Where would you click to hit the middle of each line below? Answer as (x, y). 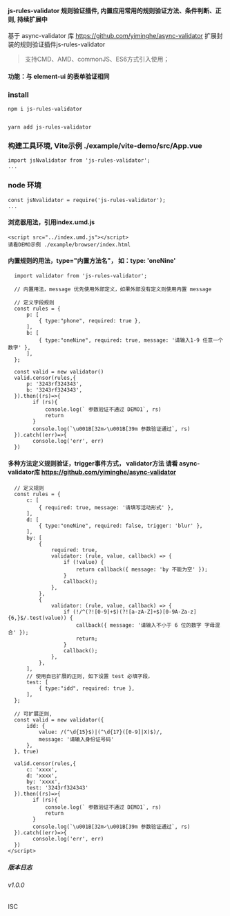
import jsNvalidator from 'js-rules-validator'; (79, 161)
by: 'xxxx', (43, 782)
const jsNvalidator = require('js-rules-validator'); (87, 200)
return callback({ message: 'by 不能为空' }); (142, 570)
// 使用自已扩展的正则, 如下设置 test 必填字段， (89, 677)
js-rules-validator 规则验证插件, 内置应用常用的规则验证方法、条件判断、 (112, 10)
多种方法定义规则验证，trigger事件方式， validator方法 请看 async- (104, 463)
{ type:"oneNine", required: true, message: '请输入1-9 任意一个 (131, 340)
